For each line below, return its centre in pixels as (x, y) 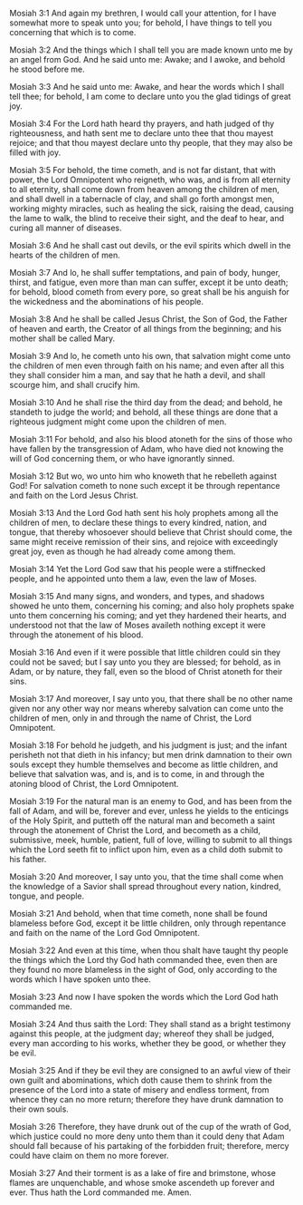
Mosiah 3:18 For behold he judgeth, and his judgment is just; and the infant (148, 745)
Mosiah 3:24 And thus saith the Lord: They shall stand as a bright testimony (150, 1024)
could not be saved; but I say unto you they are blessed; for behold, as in (145, 662)
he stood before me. (47, 69)
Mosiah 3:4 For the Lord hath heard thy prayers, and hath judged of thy (142, 123)
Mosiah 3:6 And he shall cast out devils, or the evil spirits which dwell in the (150, 245)
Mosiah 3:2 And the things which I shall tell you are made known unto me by (151, 50)
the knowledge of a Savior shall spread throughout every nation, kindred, (146, 886)
